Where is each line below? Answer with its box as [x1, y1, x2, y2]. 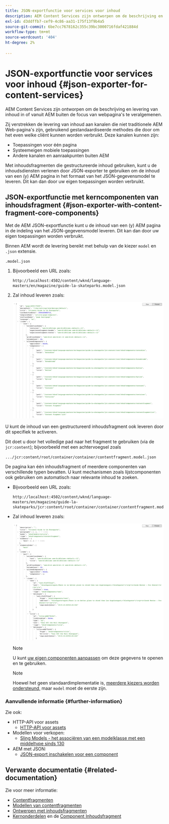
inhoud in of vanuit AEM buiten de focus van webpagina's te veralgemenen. [5, 111, 162, 117]
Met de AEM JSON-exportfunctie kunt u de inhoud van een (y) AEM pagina [5, 222, 161, 228]
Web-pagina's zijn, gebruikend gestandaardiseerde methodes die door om [5, 126, 160, 132]
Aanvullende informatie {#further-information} [5, 698, 123, 705]
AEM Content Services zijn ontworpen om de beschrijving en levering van [5, 106, 158, 112]
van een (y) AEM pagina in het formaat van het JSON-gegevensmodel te [5, 173, 155, 179]
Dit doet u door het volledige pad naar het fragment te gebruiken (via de [5, 439, 154, 445]
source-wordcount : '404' [5, 35, 57, 40]
